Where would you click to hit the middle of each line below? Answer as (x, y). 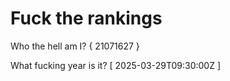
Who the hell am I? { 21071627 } (75, 46)
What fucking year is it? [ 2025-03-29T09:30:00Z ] (116, 65)
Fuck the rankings (86, 18)
